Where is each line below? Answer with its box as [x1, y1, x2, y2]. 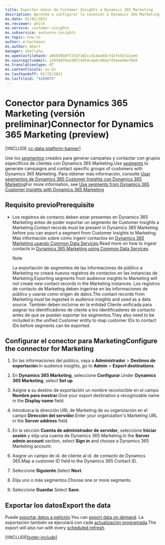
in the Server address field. [12, 418, 69, 424]
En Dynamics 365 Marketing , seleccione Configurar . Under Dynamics [12, 372, 156, 378]
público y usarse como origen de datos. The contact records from [12, 291, 145, 297]
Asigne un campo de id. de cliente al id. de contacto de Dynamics [12, 453, 146, 459]
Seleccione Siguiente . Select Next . [12, 468, 83, 474]
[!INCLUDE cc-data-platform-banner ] [5, 145, 81, 151]
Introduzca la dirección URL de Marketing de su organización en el [12, 408, 148, 413]
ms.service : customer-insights [5, 26, 69, 31]
